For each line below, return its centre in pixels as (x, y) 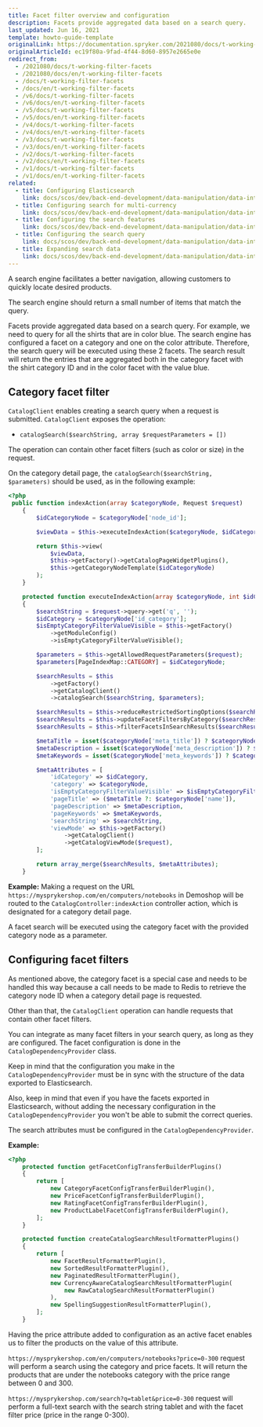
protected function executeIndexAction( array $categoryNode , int (131, 597)
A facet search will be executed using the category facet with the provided (128, 926)
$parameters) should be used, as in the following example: (102, 482)
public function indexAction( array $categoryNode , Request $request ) (127, 503)
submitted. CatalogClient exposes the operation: (87, 419)
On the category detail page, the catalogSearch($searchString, (110, 473)
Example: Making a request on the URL (72, 886)
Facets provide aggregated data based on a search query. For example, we (129, 326)
